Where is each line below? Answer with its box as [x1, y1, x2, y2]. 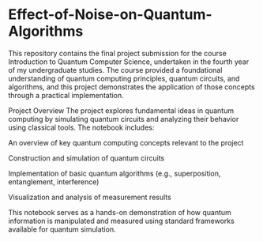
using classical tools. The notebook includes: [8, 123, 155, 132]
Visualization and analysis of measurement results [8, 192, 171, 202]
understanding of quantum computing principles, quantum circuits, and [8, 74, 240, 83]
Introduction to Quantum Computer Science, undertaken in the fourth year [8, 57, 250, 66]
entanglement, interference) [8, 176, 100, 187]
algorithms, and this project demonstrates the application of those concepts [8, 81, 255, 92]
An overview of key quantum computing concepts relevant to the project [8, 138, 244, 147]
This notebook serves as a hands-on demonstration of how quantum [8, 207, 231, 217]
